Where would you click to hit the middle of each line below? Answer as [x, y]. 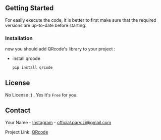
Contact [18, 111]
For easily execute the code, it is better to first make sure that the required [81, 20]
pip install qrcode [32, 68]
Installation [19, 38]
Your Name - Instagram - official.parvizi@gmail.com [58, 122]
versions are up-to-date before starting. [46, 25]
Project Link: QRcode [27, 132]
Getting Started [29, 8]
